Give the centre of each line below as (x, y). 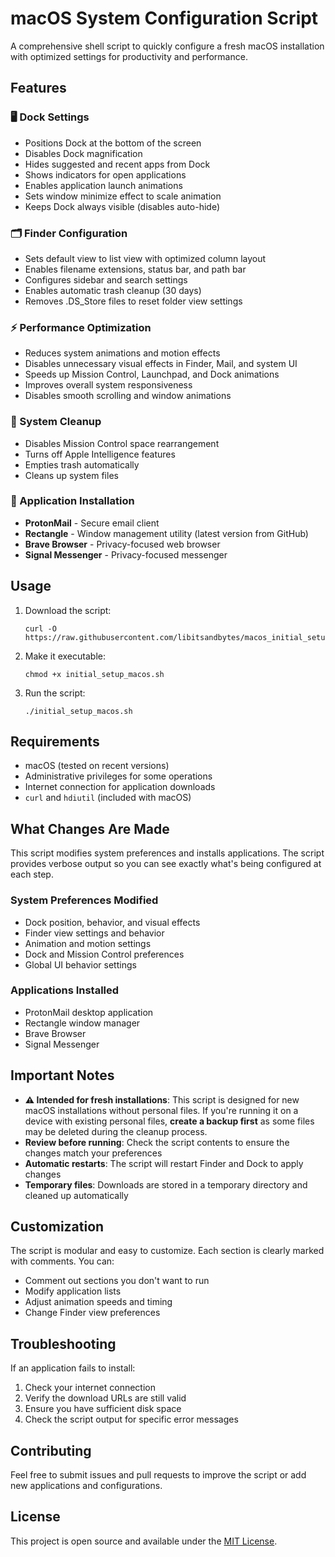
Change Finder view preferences (92, 1313)
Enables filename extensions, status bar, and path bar (135, 269)
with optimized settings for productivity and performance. (129, 56)
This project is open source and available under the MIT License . (144, 1541)
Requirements (55, 742)
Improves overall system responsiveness (108, 385)
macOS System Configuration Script (164, 18)
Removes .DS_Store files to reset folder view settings (133, 301)
